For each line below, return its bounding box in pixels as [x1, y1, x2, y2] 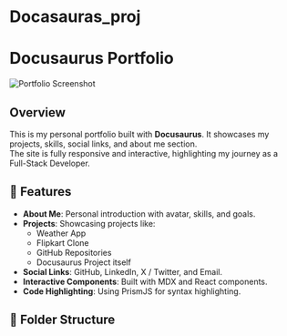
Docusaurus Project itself [36, 257, 132, 268]
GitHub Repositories [36, 247, 112, 258]
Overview [9, 105, 67, 120]
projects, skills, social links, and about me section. [9, 138, 198, 149]
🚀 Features [9, 184, 72, 199]
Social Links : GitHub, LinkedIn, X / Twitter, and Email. [22, 266, 223, 277]
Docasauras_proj [9, 6, 141, 27]
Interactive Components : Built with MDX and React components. [22, 276, 268, 287]
